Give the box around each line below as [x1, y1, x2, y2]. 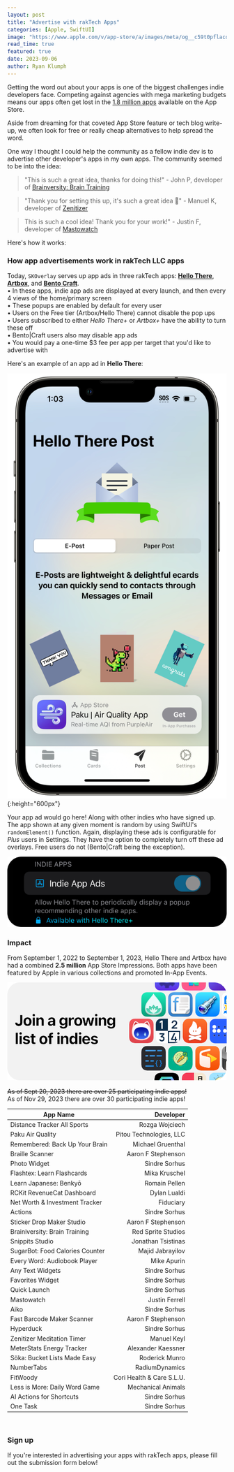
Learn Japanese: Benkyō [10, 1179, 81, 1187]
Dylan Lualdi [149, 1188, 186, 1197]
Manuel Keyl [149, 1334, 186, 1343]
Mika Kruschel [143, 1169, 186, 1177]
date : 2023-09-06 [7, 56, 58, 63]
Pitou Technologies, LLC [116, 1130, 186, 1139]
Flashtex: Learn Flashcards [10, 1169, 88, 1177]
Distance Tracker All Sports [10, 1121, 88, 1129]
